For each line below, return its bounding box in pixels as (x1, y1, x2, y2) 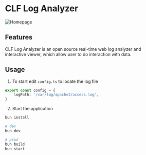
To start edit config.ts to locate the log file (12, 78, 98, 84)
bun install (5, 115, 29, 120)
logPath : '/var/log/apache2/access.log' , (14, 92, 99, 97)
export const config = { (5, 88, 55, 93)
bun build (5, 142, 25, 147)
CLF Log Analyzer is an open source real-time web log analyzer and (5, 46, 141, 52)
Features (5, 33, 33, 41)
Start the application (12, 106, 53, 112)
